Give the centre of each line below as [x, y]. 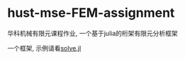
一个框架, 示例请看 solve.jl [44, 48]
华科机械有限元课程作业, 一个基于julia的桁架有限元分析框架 [93, 33]
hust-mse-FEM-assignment [91, 13]
